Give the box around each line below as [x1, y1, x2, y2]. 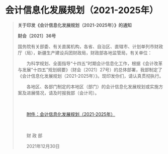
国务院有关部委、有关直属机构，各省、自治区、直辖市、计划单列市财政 [17, 43, 163, 49]
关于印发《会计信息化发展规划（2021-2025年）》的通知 [17, 22, 132, 28]
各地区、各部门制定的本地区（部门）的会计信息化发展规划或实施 [26, 83, 159, 89]
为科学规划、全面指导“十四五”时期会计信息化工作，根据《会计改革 [26, 60, 163, 66]
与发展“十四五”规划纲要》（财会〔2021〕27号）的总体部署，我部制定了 [17, 66, 162, 73]
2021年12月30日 [26, 143, 60, 149]
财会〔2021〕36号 [17, 33, 56, 39]
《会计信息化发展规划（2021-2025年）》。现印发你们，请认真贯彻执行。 [17, 73, 164, 79]
